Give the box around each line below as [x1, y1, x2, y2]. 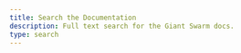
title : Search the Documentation [9, 13, 137, 22]
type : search [9, 30, 59, 39]
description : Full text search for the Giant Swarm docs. [9, 22, 235, 31]
